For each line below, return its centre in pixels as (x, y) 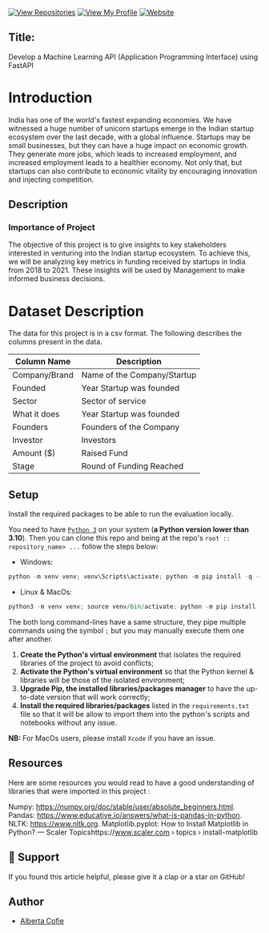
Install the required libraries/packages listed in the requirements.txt (134, 706)
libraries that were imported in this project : (79, 791)
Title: (22, 37)
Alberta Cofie (42, 921)
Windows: (36, 562)
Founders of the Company (130, 427)
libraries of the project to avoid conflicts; (87, 663)
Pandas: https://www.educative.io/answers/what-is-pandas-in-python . (125, 815)
